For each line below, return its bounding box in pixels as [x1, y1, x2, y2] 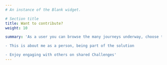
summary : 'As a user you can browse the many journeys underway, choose [5, 34, 159, 40]
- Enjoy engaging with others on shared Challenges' [5, 53, 117, 58]
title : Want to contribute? [5, 21, 64, 26]
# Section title [5, 16, 39, 21]
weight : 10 [5, 25, 28, 30]
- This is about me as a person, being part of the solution [5, 43, 135, 49]
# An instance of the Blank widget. [5, 7, 81, 12]
